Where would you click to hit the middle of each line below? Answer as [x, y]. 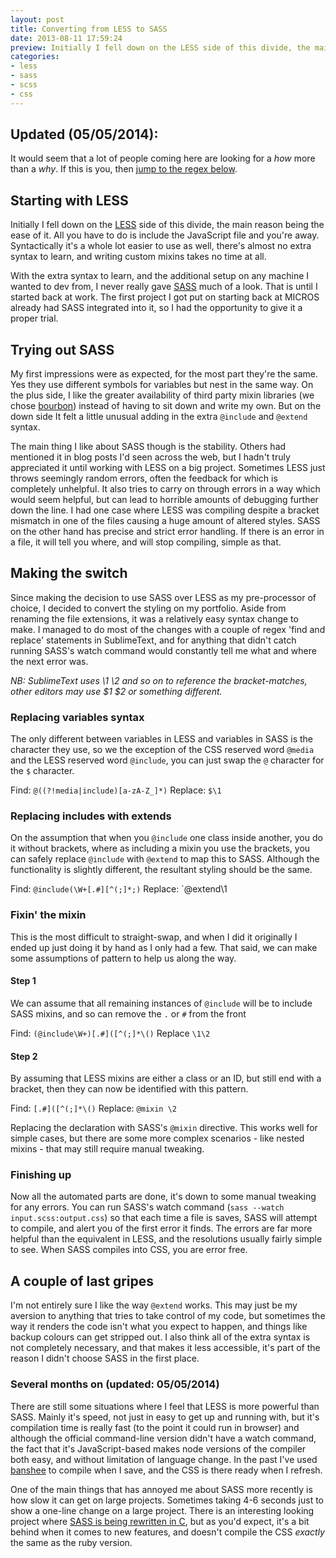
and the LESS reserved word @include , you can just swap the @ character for [167, 760]
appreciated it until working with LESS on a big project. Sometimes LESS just [168, 468]
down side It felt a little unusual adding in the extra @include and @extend [159, 417]
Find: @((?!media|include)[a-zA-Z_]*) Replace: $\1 [116, 790]
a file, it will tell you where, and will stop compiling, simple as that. [146, 542]
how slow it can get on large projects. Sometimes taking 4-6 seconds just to [167, 1500]
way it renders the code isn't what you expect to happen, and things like [159, 1327]
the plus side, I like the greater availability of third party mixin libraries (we [162, 395]
